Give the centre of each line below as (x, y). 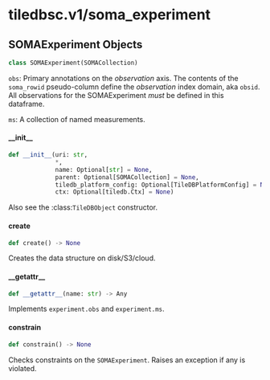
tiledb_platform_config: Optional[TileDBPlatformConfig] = (156, 185)
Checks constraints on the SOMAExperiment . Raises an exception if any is (127, 360)
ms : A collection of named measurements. (77, 119)
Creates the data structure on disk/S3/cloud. (82, 258)
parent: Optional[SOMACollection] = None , (127, 177)
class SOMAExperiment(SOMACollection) (73, 63)
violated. (23, 368)
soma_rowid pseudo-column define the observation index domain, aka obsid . (134, 87)
